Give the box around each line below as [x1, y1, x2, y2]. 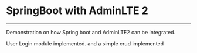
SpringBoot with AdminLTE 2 [6, 4, 148, 17]
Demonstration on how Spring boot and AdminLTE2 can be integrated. [6, 29, 176, 36]
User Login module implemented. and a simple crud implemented [6, 40, 164, 47]
